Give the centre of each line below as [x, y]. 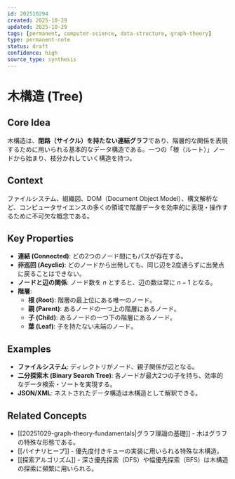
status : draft [28, 46]
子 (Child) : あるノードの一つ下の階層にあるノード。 [102, 317]
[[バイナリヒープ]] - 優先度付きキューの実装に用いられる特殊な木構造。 [120, 451]
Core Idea [29, 123]
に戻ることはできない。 [51, 274]
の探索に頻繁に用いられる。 [58, 468]
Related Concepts [47, 415]
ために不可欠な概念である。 [53, 216]
